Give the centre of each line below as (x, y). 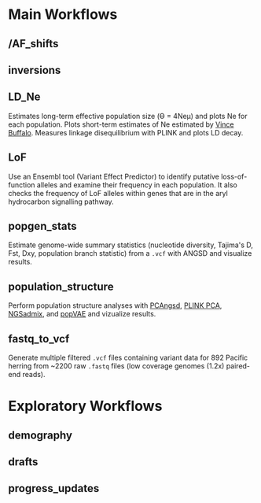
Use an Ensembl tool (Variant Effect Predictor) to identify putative (114, 176)
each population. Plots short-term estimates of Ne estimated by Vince (121, 124)
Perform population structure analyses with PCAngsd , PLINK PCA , (115, 305)
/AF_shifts (33, 44)
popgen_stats (42, 226)
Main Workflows (63, 15)
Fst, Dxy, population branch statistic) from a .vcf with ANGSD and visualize (130, 253)
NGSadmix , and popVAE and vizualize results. (82, 314)
